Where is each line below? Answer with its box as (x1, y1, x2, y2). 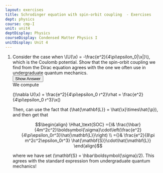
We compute (12, 81, 39, 88)
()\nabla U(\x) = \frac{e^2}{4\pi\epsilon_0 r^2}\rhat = (12, 91, 121, 97)
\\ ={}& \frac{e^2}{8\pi (108, 132, 155, 138)
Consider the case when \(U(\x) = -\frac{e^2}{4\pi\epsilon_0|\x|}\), (12, 54, 150, 60)
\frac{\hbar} (116, 121, 141, 127)
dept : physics (5, 17, 35, 22)
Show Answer (15, 76, 41, 81)
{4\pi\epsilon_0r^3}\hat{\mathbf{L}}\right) (21, 132, 108, 138)
